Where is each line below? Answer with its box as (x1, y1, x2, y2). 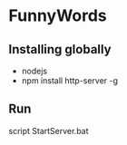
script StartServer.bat (8, 125, 89, 136)
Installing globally (8, 42, 112, 57)
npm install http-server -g (21, 75, 119, 86)
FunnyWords (8, 5, 108, 26)
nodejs (21, 65, 47, 76)
